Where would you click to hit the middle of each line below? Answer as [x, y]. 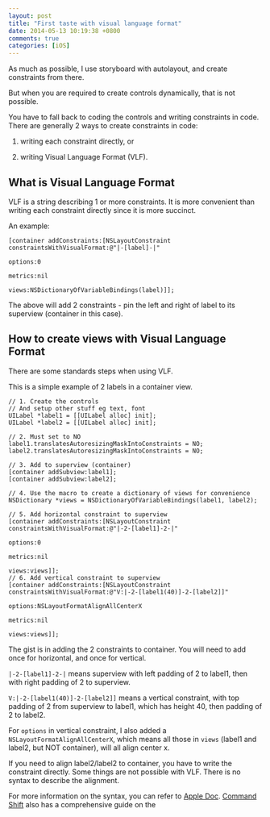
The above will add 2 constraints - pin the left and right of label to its [122, 305]
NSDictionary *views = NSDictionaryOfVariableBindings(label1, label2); [133, 500]
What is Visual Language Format [91, 182]
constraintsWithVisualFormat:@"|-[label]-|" [84, 248]
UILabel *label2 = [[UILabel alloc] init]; [83, 423]
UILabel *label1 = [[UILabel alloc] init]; [83, 415]
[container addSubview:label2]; [62, 479]
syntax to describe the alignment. [64, 780]
